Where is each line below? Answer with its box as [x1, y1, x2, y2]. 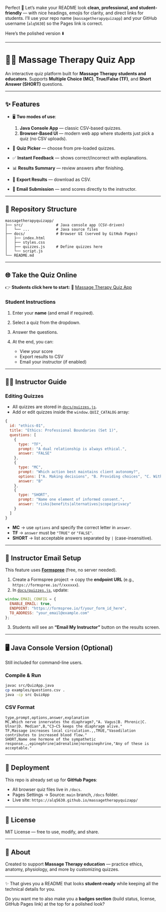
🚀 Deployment [5, 763, 49, 772]
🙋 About [5, 848, 31, 857]
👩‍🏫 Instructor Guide [5, 378, 67, 386]
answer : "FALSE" [18, 451, 52, 456]
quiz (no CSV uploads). [19, 135, 67, 141]
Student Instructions [5, 299, 56, 306]
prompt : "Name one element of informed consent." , [18, 497, 125, 502]
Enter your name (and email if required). [12, 310, 94, 316]
